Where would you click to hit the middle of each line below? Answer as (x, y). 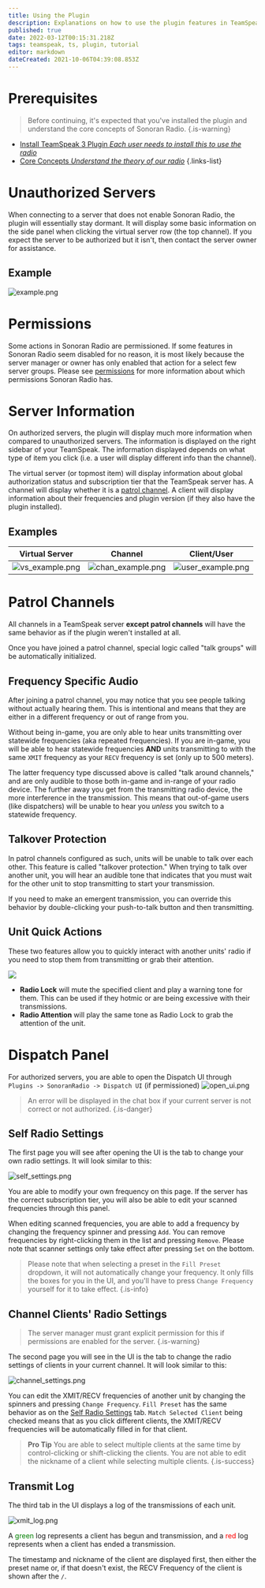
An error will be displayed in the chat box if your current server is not (139, 1100)
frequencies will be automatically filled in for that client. (98, 1429)
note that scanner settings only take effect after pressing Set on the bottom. (131, 1249)
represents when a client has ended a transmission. (92, 1544)
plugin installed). (35, 507)
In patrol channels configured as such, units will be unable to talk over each (131, 858)
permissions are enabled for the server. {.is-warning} (114, 1342)
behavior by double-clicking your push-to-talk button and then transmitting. (131, 907)
